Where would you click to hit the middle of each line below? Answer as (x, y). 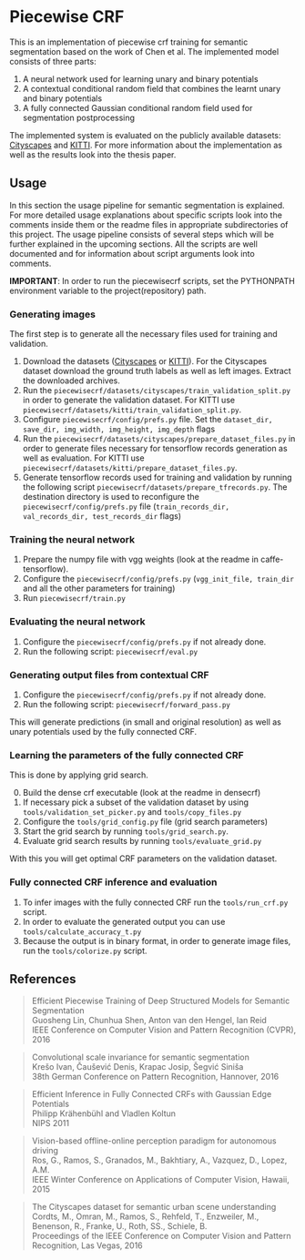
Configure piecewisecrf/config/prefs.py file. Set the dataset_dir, (147, 420)
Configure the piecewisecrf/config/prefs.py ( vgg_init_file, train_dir (158, 579)
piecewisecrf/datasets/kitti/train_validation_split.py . (132, 410)
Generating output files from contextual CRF (109, 675)
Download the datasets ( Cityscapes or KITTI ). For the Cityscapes (145, 361)
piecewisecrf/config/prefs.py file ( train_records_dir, (126, 506)
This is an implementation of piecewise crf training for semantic (129, 42)
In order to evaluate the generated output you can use (124, 921)
